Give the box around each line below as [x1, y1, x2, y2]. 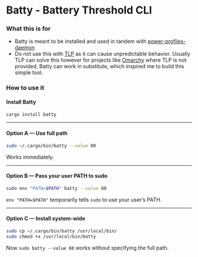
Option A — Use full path [6, 130, 68, 137]
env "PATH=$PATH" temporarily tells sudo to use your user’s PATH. [6, 196, 162, 203]
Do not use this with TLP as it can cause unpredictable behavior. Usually [14, 51, 190, 58]
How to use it [6, 84, 44, 92]
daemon [14, 44, 35, 51]
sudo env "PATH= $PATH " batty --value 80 [6, 185, 107, 191]
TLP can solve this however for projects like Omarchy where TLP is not [14, 56, 187, 64]
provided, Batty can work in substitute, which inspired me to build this [14, 63, 184, 70]
